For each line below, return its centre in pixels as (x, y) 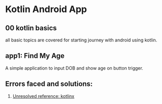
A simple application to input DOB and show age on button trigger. (74, 68)
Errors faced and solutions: (49, 84)
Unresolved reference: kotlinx (43, 96)
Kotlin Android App (46, 9)
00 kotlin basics (31, 28)
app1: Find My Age (35, 56)
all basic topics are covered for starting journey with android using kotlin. (81, 40)
